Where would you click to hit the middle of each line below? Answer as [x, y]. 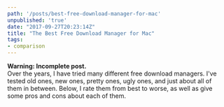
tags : [15, 40]
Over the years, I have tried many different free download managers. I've [112, 73]
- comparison [26, 46]
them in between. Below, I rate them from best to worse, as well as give [110, 88]
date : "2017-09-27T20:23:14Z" [51, 27]
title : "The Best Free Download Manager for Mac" [81, 33]
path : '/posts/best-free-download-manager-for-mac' [84, 14]
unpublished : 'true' [37, 20]
